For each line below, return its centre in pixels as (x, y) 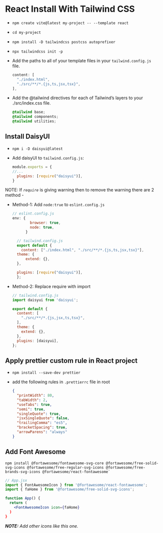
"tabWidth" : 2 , (32, 400)
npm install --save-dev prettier (46, 373)
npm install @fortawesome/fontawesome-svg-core (55, 463)
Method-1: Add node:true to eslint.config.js (58, 205)
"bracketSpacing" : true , (42, 427)
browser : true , (46, 223)
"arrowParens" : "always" (42, 432)
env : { (19, 218)
